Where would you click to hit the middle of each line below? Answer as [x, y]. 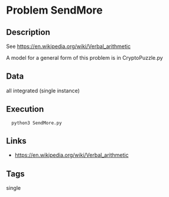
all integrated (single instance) [43, 91]
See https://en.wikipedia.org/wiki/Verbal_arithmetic [69, 46]
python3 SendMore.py [37, 123]
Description [28, 32]
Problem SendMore [54, 10]
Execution [25, 109]
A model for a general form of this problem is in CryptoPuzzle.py [85, 58]
